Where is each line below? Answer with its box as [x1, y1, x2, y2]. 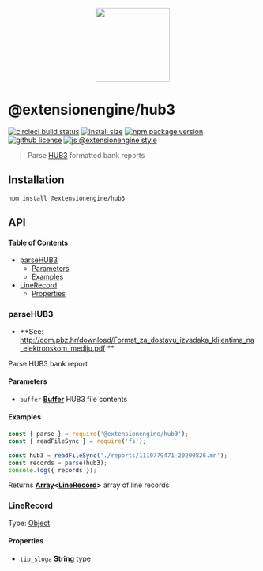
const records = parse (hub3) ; [8, 459, 108, 467]
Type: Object [8, 518, 51, 528]
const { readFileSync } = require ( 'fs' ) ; [8, 437, 147, 445]
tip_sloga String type [19, 554, 91, 563]
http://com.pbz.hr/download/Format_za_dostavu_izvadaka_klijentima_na [19, 335, 255, 344]
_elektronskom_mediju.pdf [19, 344, 106, 353]
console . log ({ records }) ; [8, 466, 97, 474]
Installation [8, 174, 65, 187]
